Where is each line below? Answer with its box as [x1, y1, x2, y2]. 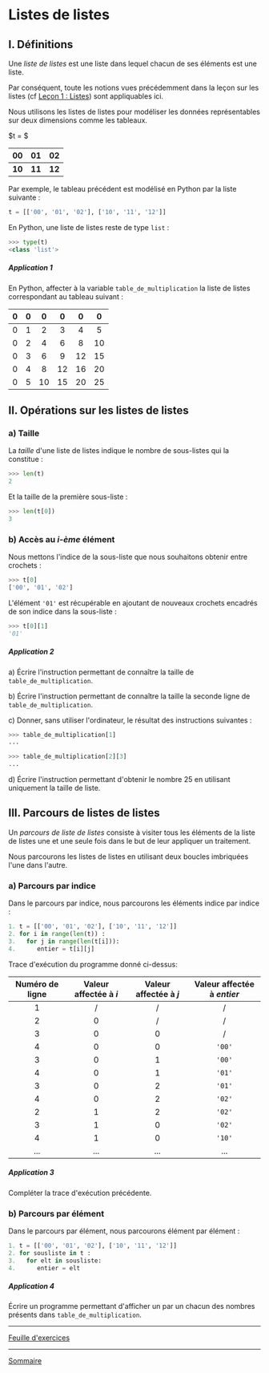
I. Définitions [8, 38, 74, 51]
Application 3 [8, 1168, 54, 1177]
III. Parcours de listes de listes [8, 806, 160, 820]
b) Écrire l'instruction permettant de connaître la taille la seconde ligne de [8, 691, 251, 701]
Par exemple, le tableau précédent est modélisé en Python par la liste [8, 184, 237, 193]
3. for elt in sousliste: [8, 1257, 102, 1265]
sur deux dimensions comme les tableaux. [8, 115, 148, 125]
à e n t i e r [209, 988, 240, 999]
